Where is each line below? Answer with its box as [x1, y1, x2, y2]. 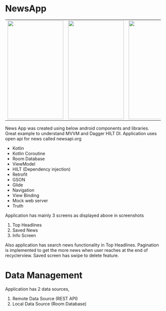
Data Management [5, 270, 83, 281]
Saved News [12, 227, 39, 233]
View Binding [12, 192, 40, 198]
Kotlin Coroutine [12, 150, 45, 156]
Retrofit [12, 171, 28, 177]
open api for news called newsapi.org [5, 136, 82, 141]
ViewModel [12, 161, 36, 167]
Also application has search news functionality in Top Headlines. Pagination [5, 242, 159, 248]
